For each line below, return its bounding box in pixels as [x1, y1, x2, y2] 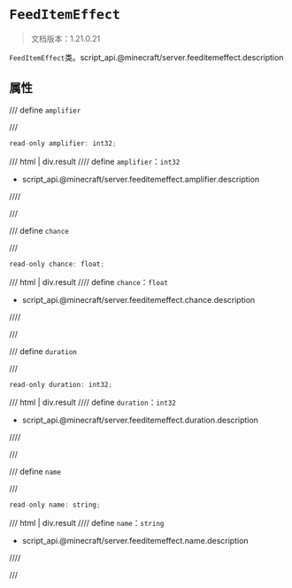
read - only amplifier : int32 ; [9, 139, 117, 148]
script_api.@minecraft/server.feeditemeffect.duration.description [21, 414, 259, 426]
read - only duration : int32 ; [9, 380, 113, 389]
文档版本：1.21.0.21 [30, 33, 101, 43]
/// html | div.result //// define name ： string [9, 518, 165, 529]
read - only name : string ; [9, 500, 101, 510]
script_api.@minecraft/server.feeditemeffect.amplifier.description [21, 174, 260, 184]
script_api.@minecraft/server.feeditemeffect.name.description [21, 536, 250, 546]
